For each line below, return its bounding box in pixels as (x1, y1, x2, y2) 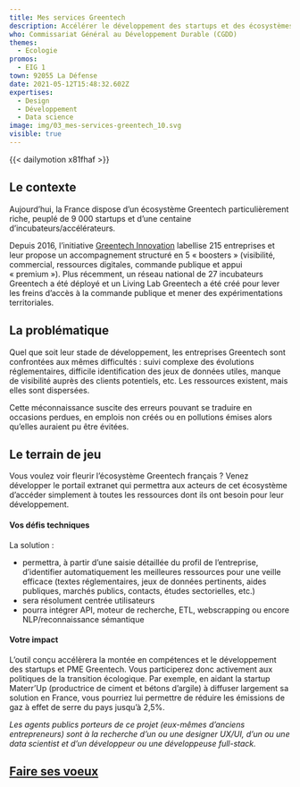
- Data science (17, 113, 74, 122)
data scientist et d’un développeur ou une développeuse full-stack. (9, 738, 256, 749)
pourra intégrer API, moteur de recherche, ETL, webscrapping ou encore (21, 605, 290, 615)
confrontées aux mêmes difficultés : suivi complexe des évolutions (9, 356, 254, 367)
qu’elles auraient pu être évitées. (9, 421, 129, 432)
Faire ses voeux (9, 764, 99, 779)
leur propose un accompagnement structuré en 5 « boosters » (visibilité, (9, 250, 276, 260)
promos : (9, 55, 38, 63)
